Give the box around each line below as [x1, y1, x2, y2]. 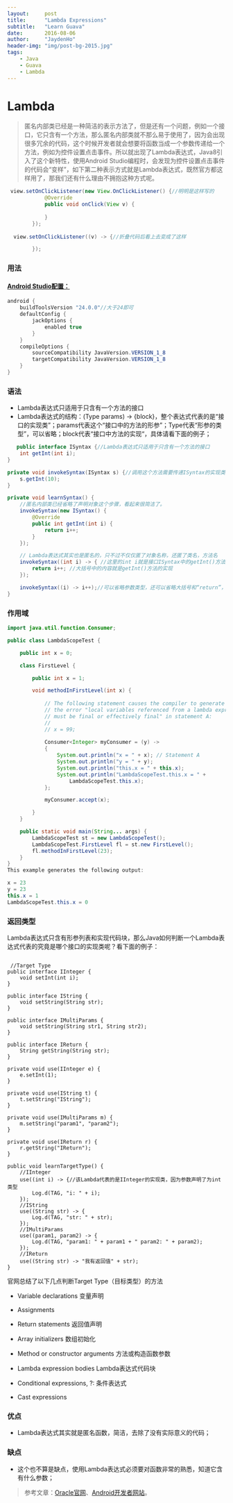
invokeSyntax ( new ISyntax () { [19, 508, 107, 515]
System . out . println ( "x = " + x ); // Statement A [56, 751, 200, 759]
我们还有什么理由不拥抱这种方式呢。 [54, 174, 158, 183]
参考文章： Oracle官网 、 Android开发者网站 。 [24, 1488, 151, 1497]
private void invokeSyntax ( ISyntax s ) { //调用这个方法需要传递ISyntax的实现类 [7, 469, 226, 476]
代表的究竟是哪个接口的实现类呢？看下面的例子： [19, 942, 159, 950]
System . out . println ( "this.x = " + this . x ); [56, 765, 185, 772]
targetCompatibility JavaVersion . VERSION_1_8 [32, 356, 166, 363]
